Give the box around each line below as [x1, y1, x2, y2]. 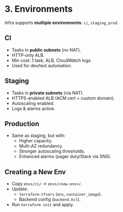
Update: [11, 186, 28, 192]
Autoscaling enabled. [11, 100, 55, 106]
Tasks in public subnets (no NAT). [11, 47, 81, 53]
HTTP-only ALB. [11, 52, 45, 58]
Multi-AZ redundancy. [19, 143, 63, 149]
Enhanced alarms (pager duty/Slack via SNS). [19, 154, 111, 159]
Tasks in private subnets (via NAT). [11, 90, 84, 96]
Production [4, 119, 40, 128]
